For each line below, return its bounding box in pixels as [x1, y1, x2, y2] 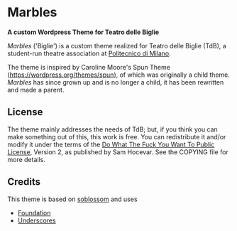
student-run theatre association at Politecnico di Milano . [7, 49, 172, 58]
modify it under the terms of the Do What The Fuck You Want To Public [7, 140, 215, 149]
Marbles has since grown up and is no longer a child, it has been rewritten [7, 77, 224, 86]
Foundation [17, 208, 51, 217]
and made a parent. [7, 85, 65, 94]
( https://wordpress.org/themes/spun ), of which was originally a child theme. [7, 70, 231, 79]
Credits [7, 176, 41, 188]
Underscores [17, 216, 56, 225]
